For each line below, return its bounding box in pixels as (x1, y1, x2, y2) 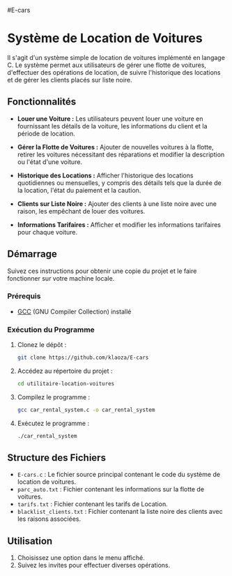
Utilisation (7, 535, 53, 547)
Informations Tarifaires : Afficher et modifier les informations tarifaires (17, 220, 222, 229)
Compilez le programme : (17, 392, 91, 401)
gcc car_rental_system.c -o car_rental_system (17, 406, 155, 413)
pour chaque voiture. (17, 228, 78, 236)
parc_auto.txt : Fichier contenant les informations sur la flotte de (17, 485, 204, 494)
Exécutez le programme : (17, 419, 89, 427)
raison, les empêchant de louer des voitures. (17, 207, 146, 215)
